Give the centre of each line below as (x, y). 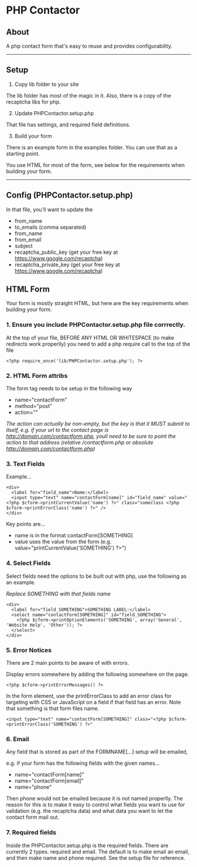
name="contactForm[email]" (49, 781)
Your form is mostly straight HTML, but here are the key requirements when (97, 303)
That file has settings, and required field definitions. (68, 125)
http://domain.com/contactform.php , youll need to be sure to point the (91, 436)
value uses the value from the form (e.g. (63, 542)
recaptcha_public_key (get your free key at (66, 252)
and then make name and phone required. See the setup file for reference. (96, 858)
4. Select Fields (28, 563)
